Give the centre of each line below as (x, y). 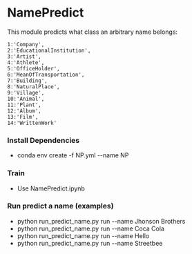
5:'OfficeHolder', (33, 68)
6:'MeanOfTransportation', (46, 75)
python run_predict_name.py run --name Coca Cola (90, 228)
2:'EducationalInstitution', (49, 50)
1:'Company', (26, 44)
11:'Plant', (24, 105)
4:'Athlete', (26, 62)
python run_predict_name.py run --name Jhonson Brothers (101, 221)
